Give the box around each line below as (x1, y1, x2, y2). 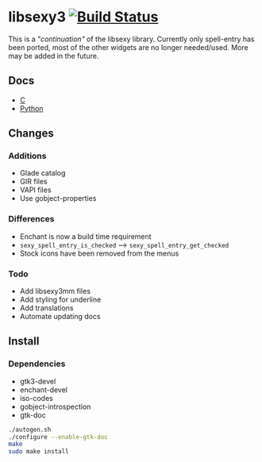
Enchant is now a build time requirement (19, 231, 152, 241)
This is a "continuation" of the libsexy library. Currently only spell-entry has (8, 34, 255, 44)
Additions (8, 151, 47, 162)
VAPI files (19, 185, 52, 194)
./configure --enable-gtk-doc (8, 433, 109, 441)
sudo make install (8, 448, 69, 456)
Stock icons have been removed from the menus (19, 248, 179, 258)
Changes (8, 127, 54, 141)
